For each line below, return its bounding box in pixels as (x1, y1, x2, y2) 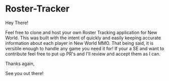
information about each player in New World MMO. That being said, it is (5, 40, 154, 46)
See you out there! (5, 70, 44, 76)
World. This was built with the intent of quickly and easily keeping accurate (5, 35, 161, 41)
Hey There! (5, 20, 29, 26)
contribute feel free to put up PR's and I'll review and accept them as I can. (5, 51, 160, 57)
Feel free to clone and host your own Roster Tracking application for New (5, 29, 157, 35)
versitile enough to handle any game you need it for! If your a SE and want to (5, 45, 164, 51)
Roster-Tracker (5, 3, 70, 15)
